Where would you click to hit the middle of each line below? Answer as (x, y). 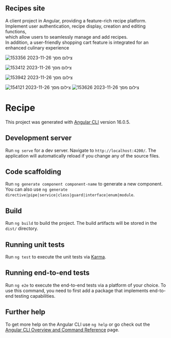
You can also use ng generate (36, 189)
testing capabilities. (35, 296)
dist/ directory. (22, 228)
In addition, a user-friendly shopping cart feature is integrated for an (77, 42)
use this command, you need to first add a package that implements (77, 291)
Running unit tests (35, 244)
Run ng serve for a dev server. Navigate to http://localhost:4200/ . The (81, 150)
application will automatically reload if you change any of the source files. (82, 155)
